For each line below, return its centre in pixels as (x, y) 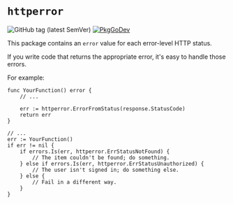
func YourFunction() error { (50, 90)
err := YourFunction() (40, 139)
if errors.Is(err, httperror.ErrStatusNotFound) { (95, 152)
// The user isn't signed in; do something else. (106, 170)
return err (36, 115)
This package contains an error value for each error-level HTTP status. (110, 43)
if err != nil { (31, 145)
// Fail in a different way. (75, 182)
